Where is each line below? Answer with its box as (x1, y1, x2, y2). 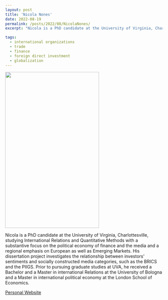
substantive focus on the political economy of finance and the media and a (5, 243, 159, 249)
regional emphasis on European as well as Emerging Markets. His (5, 248, 140, 254)
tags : (5, 35, 16, 40)
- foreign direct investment (9, 53, 70, 58)
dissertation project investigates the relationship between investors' (5, 253, 145, 260)
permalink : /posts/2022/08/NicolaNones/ (5, 21, 91, 26)
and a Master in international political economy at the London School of (5, 275, 152, 281)
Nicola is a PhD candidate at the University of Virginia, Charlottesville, (5, 232, 148, 238)
